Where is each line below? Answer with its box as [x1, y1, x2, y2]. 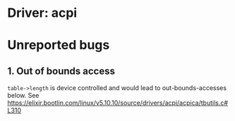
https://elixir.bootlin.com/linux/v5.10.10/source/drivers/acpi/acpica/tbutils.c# [7, 98, 228, 107]
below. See [7, 91, 40, 100]
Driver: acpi [7, 5, 78, 21]
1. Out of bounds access [7, 65, 115, 77]
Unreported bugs [7, 37, 110, 53]
